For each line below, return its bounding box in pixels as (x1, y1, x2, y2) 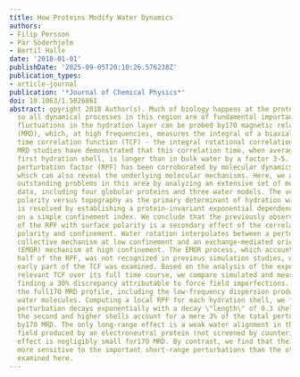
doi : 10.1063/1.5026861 (9, 96, 98, 105)
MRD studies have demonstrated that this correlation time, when (17, 146, 266, 155)
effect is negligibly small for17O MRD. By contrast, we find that (17, 337, 274, 346)
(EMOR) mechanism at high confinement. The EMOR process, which (17, 246, 262, 255)
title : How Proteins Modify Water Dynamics (9, 13, 174, 22)
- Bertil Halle (9, 46, 66, 55)
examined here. (17, 354, 74, 363)
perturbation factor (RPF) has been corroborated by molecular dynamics (17, 163, 294, 172)
